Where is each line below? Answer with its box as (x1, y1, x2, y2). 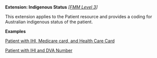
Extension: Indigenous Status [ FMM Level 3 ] (5, 4, 98, 10)
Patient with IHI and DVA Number (5, 48, 73, 53)
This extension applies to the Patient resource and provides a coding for (5, 14, 153, 19)
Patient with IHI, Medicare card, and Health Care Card (5, 38, 115, 44)
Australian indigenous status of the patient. (5, 19, 93, 25)
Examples (5, 29, 26, 34)
